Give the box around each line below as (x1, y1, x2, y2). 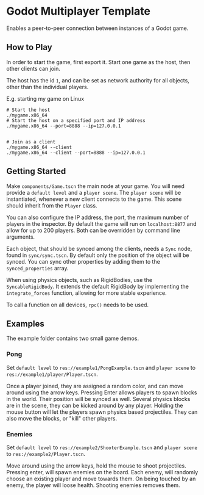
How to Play (6, 42, 53, 52)
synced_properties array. (6, 264, 69, 272)
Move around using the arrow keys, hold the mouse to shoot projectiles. (6, 462, 187, 469)
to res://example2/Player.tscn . (6, 450, 85, 457)
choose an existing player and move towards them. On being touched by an (6, 475, 196, 482)
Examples (6, 319, 44, 329)
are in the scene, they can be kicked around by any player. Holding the (6, 402, 183, 409)
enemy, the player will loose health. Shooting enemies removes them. (6, 481, 181, 489)
